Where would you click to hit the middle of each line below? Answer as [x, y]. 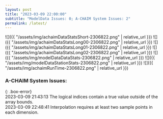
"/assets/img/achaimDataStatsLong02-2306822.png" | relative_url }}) [82, 53]
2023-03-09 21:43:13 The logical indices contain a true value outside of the [81, 97]
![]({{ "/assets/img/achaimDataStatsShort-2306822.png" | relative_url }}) [79, 37]
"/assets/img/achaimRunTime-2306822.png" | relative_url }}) [67, 68]
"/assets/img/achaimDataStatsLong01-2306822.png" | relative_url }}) [81, 47]
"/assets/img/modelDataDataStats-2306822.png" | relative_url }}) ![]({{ [83, 58]
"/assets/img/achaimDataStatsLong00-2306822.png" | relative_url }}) [82, 42]
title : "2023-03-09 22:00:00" [36, 14]
